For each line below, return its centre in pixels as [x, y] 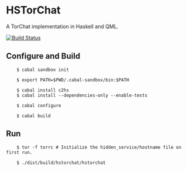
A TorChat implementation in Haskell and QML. [62, 26]
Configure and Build [43, 56]
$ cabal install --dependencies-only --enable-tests [82, 95]
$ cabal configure [39, 105]
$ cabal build [34, 116]
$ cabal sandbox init [43, 70]
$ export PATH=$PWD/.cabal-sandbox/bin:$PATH [73, 80]
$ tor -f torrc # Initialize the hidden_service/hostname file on [99, 147]
